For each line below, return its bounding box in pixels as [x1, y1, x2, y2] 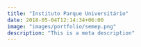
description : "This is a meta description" [7, 29, 135, 37]
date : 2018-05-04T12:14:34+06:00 [7, 17, 104, 23]
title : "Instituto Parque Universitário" [7, 10, 129, 17]
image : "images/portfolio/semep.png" [7, 23, 117, 30]
